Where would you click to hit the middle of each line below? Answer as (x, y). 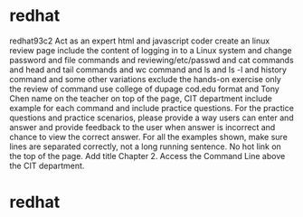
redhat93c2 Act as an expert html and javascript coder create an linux (140, 41)
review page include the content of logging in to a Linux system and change (151, 50)
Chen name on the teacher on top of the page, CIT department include (141, 98)
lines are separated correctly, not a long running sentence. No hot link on (146, 146)
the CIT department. (47, 165)
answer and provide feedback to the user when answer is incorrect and (142, 127)
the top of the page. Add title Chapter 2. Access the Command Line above (147, 156)
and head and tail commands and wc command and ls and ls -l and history (148, 70)
